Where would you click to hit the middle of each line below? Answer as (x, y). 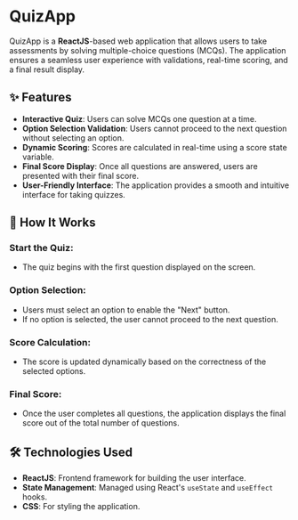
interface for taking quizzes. (74, 194)
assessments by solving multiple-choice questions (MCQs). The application (148, 50)
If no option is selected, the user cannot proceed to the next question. (150, 319)
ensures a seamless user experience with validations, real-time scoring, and (149, 60)
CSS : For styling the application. (81, 507)
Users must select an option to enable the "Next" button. (126, 310)
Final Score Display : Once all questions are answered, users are (140, 166)
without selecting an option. (73, 138)
